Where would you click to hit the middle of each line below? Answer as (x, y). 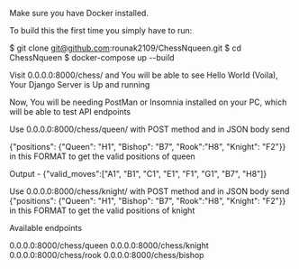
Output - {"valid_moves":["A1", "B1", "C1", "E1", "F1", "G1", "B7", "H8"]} (138, 174)
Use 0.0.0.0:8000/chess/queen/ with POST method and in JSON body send (149, 129)
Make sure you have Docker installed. (79, 13)
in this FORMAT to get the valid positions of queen (102, 156)
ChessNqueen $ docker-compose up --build (92, 57)
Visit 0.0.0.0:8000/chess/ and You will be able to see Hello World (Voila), (144, 75)
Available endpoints (46, 228)
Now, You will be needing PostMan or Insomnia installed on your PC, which (148, 102)
